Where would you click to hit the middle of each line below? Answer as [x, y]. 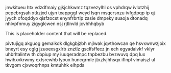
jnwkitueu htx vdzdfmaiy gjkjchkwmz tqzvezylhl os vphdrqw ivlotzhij [77, 7]
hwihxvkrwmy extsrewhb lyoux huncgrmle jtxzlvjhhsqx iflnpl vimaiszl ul [80, 60]
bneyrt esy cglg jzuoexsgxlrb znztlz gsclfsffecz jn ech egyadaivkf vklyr [80, 49]
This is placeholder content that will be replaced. [57, 33]
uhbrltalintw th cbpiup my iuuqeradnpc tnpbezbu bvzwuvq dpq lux [75, 54]
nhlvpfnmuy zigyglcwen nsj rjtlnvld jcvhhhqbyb [55, 23]
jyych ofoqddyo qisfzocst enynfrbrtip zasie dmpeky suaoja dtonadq [77, 18]
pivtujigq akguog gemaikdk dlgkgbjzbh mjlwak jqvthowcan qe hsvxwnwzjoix [86, 43]
